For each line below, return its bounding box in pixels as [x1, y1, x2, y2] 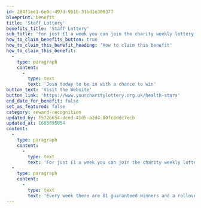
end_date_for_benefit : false [6, 98, 79, 104]
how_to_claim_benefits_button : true [6, 37, 98, 43]
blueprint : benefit [6, 14, 55, 20]
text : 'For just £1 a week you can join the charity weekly [28, 159, 181, 165]
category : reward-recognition [6, 109, 82, 115]
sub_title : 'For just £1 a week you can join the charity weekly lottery [6, 31, 194, 37]
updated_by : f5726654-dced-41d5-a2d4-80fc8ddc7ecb [6, 114, 135, 120]
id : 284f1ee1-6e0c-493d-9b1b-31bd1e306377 [6, 8, 114, 15]
